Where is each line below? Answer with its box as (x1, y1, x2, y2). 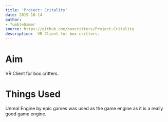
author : (5, 17, 22, 22)
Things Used (5, 88, 61, 100)
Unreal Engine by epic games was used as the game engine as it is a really (5, 105, 163, 111)
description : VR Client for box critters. (5, 31, 100, 36)
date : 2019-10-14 (5, 12, 43, 17)
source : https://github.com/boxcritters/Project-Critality (5, 27, 135, 32)
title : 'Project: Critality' (5, 7, 68, 13)
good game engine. (5, 111, 47, 117)
